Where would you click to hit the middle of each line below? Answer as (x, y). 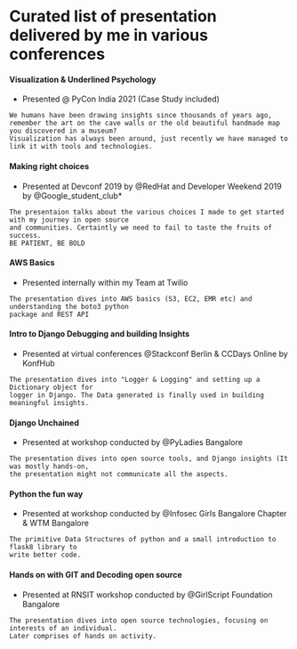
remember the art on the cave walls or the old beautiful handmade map (144, 123)
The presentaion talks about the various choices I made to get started (147, 212)
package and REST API (49, 314)
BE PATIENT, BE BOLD (48, 243)
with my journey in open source (69, 220)
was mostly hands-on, (49, 466)
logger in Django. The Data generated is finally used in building (137, 395)
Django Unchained (44, 422)
